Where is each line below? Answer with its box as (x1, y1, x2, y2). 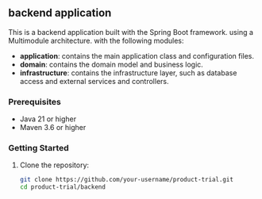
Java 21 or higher (19, 114, 77, 124)
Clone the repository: (19, 160, 90, 170)
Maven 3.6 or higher (19, 123, 87, 132)
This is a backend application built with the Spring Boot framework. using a (8, 27, 254, 36)
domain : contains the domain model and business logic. (19, 59, 204, 69)
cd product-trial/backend (19, 183, 106, 191)
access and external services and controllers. (19, 76, 169, 86)
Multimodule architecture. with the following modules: (8, 36, 184, 45)
